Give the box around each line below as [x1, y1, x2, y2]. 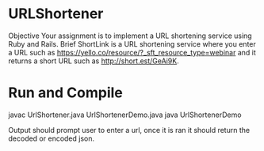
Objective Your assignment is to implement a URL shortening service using [8, 31, 252, 40]
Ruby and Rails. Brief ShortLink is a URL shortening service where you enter [8, 39, 256, 48]
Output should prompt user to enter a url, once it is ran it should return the [8, 125, 251, 134]
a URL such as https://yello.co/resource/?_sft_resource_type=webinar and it [8, 47, 256, 57]
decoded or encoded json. [8, 134, 95, 143]
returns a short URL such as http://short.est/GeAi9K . [8, 56, 180, 66]
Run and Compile [8, 84, 123, 102]
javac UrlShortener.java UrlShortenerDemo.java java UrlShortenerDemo [8, 110, 242, 119]
